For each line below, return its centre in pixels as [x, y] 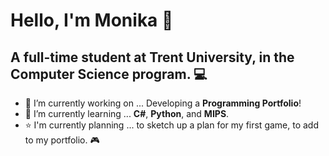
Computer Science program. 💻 [109, 74]
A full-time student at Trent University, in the [152, 57]
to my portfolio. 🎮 [62, 140]
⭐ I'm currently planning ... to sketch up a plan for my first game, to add [172, 125]
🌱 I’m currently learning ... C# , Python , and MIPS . [127, 113]
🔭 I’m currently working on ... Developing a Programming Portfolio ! [163, 103]
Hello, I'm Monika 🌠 [92, 20]
